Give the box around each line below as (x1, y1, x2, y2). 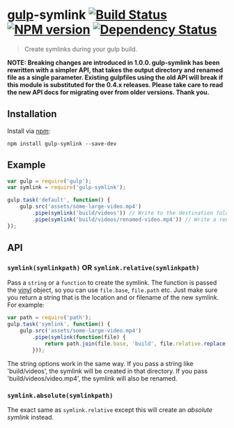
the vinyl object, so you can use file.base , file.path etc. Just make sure (7, 286, 218, 294)
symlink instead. (7, 413, 54, 421)
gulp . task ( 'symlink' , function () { (7, 321, 111, 328)
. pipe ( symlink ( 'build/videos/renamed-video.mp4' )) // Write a (32, 216, 217, 223)
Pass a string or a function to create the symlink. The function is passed (7, 279, 217, 287)
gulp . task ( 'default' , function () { (7, 197, 111, 204)
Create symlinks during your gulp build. (24, 45, 138, 53)
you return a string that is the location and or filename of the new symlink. (7, 293, 219, 302)
